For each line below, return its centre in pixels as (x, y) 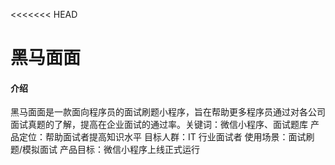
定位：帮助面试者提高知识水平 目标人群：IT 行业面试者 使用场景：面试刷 (166, 137)
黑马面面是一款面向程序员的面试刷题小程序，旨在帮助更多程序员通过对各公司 (168, 112)
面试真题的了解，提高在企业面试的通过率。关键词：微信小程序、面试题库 (159, 125)
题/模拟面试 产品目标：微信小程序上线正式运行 (105, 150)
